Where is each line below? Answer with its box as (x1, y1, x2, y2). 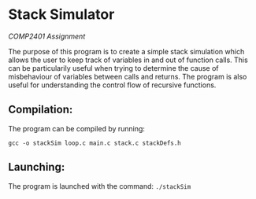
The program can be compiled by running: (8, 123, 146, 133)
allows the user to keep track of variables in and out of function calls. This (8, 55, 248, 64)
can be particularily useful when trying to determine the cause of (8, 63, 219, 72)
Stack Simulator (8, 6, 115, 24)
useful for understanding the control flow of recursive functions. (8, 80, 217, 90)
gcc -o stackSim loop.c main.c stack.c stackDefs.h (8, 139, 181, 147)
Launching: (8, 160, 65, 174)
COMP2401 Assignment (8, 31, 86, 41)
